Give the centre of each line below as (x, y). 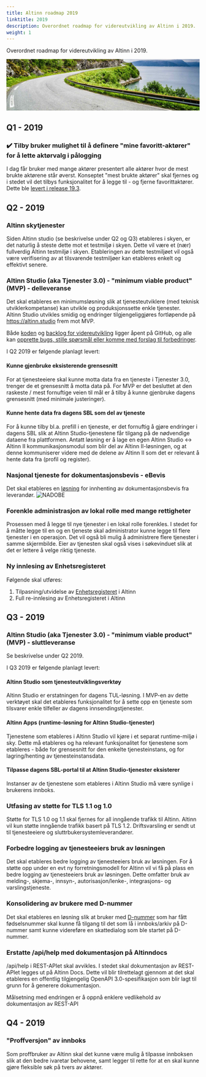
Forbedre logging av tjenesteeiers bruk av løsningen (86, 849)
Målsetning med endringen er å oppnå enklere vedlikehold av (84, 997)
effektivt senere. (27, 265)
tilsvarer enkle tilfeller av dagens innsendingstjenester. (75, 709)
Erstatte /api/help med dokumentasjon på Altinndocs (87, 952)
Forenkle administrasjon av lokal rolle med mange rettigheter (99, 511)
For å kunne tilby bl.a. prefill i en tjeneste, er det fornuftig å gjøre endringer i (102, 426)
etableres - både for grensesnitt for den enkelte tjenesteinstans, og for (95, 749)
